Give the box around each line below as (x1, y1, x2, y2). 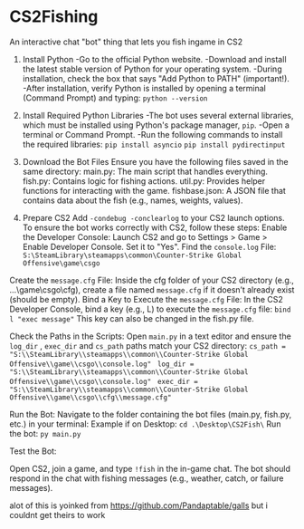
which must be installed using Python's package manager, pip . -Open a (22, 120, 290, 130)
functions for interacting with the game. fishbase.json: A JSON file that (22, 185, 287, 196)
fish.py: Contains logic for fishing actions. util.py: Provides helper (22, 175, 266, 187)
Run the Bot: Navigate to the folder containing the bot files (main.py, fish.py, (9, 409, 292, 419)
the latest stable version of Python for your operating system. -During (22, 63, 282, 74)
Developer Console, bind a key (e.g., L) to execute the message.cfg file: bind (9, 303, 291, 314)
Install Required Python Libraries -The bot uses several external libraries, (22, 110, 294, 120)
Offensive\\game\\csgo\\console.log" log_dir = (9, 360, 195, 369)
